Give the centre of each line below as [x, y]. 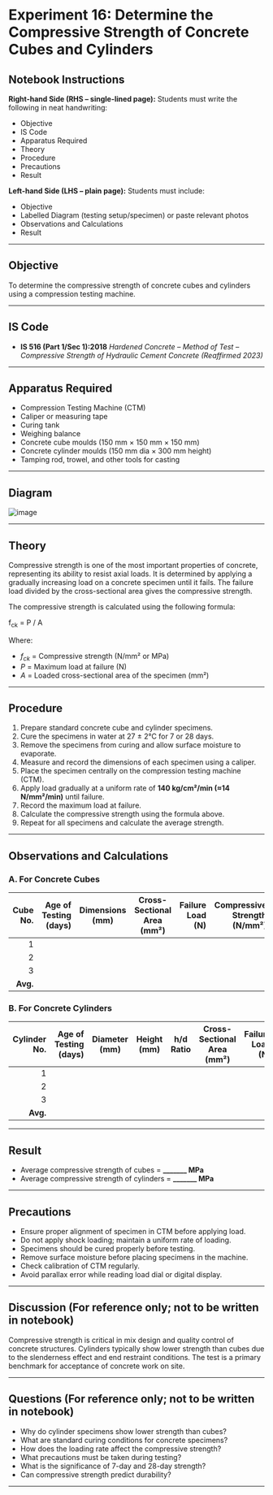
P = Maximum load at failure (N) [74, 666]
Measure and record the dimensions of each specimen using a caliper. [138, 762]
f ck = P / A [26, 623]
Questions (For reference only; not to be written [132, 1399]
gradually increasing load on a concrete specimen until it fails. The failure [131, 583]
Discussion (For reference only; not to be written [134, 1308]
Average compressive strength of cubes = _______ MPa [112, 1170]
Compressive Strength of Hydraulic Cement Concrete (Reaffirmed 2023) [142, 355]
